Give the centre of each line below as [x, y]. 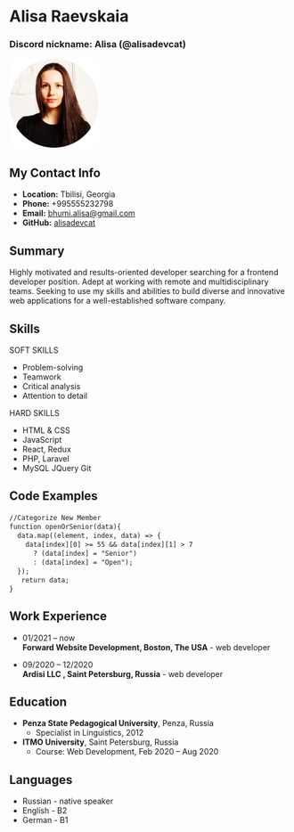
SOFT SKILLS [34, 350]
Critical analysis [51, 386]
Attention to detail [55, 396]
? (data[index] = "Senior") [85, 553]
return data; [45, 580]
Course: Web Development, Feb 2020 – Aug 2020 [127, 752]
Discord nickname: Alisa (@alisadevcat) [98, 45]
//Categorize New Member [55, 518]
